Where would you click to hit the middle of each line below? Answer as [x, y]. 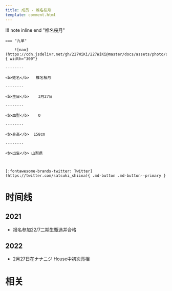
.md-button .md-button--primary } [129, 175]
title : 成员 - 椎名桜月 [28, 10]
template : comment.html [31, 15]
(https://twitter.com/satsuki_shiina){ [48, 175]
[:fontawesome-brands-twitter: [39, 171]
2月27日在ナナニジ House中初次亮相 [51, 259]
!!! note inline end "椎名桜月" [35, 30]
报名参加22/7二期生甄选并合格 [45, 230]
